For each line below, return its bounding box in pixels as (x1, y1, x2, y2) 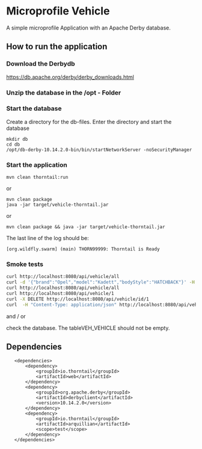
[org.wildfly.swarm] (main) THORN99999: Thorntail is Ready (6, 246, 161, 252)
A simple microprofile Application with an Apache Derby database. (6, 24, 171, 31)
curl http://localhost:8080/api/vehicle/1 (6, 291, 114, 297)
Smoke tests (6, 260, 44, 268)
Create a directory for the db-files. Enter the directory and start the (6, 118, 172, 125)
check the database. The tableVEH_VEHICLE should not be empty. (6, 324, 170, 332)
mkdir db (6, 136, 28, 142)
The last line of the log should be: (6, 235, 89, 242)
